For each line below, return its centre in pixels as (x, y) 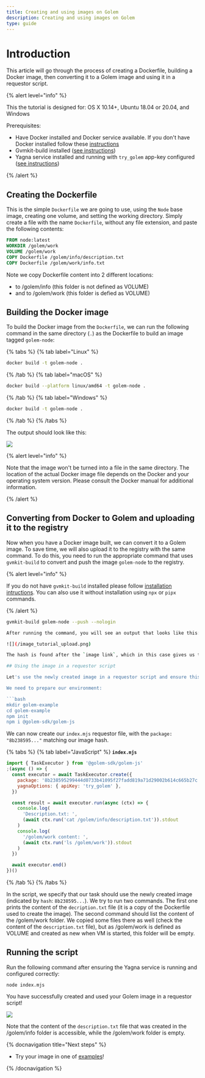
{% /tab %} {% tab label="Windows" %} (57, 398)
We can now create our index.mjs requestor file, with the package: (89, 734)
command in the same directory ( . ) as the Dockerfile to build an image (95, 334)
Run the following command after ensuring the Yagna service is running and (102, 967)
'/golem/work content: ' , (55, 837)
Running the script (42, 953)
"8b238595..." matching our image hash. (57, 740)
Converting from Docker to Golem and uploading (101, 518)
